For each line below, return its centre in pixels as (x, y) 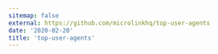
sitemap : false (34, 15)
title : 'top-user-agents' (51, 38)
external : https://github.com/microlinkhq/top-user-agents (109, 23)
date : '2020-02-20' (41, 30)
